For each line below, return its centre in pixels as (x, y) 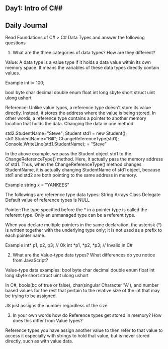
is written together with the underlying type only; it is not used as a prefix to (84, 230)
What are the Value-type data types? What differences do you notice (84, 255)
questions (16, 43)
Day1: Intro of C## (34, 8)
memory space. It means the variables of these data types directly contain (82, 68)
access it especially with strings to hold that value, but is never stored (77, 336)
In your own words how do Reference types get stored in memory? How (87, 315)
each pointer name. (25, 235)
